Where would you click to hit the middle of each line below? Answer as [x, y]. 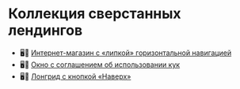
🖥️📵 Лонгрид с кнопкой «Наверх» [75, 76]
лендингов [46, 30]
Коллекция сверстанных [95, 14]
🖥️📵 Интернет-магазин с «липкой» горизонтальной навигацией [126, 53]
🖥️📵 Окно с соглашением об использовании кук [100, 65]
